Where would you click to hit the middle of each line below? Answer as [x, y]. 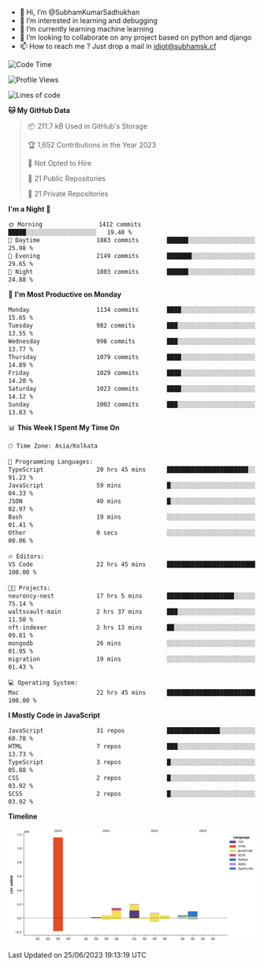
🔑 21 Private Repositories [68, 194]
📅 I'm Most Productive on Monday [65, 294]
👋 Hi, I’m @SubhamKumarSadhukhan [80, 12]
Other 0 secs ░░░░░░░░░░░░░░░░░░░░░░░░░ [132, 533]
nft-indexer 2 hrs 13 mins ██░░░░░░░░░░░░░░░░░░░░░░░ [132, 628]
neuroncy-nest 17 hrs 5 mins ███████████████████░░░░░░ [132, 596]
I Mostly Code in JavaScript [54, 715]
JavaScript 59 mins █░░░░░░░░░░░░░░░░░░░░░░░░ [132, 485]
